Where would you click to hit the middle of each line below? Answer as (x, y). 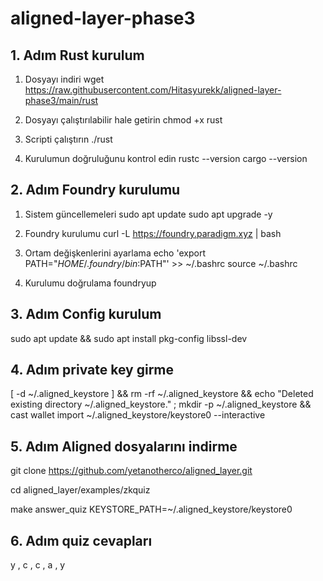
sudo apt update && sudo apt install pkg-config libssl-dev (129, 338)
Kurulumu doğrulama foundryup (90, 283)
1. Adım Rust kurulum (77, 55)
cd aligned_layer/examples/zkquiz (80, 490)
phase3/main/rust (61, 100)
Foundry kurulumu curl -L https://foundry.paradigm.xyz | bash (153, 233)
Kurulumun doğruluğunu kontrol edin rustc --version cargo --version (166, 158)
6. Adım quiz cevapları (81, 540)
